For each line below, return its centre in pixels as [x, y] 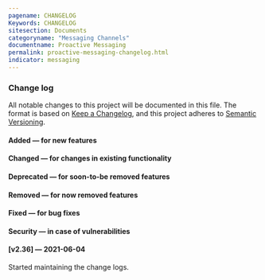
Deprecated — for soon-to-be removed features [89, 177]
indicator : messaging [44, 60]
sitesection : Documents [48, 30]
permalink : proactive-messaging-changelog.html [89, 52]
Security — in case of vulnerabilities [69, 231]
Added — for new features [53, 140]
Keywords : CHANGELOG [43, 23]
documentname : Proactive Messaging [67, 45]
